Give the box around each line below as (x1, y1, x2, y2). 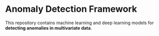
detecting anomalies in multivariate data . (5, 25, 92, 31)
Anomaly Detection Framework (5, 3, 137, 15)
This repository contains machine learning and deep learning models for (5, 20, 154, 26)
